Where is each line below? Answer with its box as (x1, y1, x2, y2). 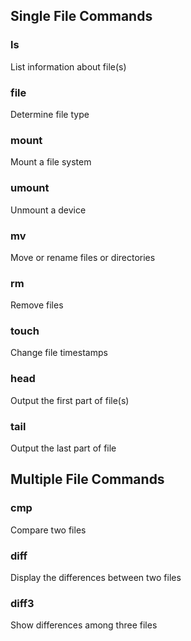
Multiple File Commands (10, 471, 165, 488)
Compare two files (10, 524, 87, 536)
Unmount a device (10, 204, 87, 216)
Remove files (10, 299, 64, 311)
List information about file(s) (10, 60, 127, 73)
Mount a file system (10, 156, 92, 168)
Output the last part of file (10, 442, 117, 454)
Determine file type (10, 108, 90, 120)
